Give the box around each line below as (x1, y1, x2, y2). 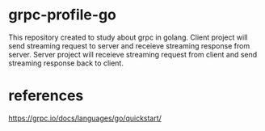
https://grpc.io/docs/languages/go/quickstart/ (8, 113, 162, 123)
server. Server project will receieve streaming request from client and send (8, 49, 258, 59)
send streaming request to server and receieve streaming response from (8, 40, 250, 50)
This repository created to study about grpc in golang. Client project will (8, 32, 248, 42)
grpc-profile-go (8, 6, 117, 24)
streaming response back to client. (8, 58, 124, 68)
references (8, 87, 84, 105)
